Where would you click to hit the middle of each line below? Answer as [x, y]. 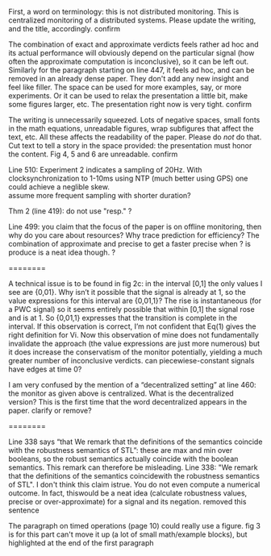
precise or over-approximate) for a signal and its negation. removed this [127, 502]
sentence [24, 510]
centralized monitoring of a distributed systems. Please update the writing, [132, 20]
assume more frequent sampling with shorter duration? [100, 195]
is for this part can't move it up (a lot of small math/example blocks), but [128, 534]
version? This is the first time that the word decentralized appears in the [128, 402]
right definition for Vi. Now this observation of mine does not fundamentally [134, 335]
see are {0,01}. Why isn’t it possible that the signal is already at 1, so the [127, 292]
